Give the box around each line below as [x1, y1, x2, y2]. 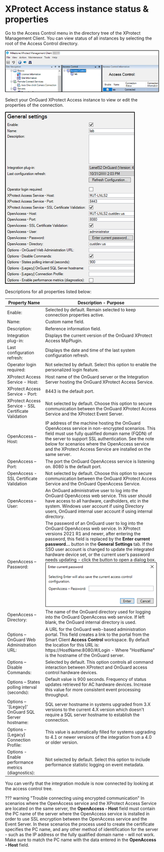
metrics [7, 764, 23, 770]
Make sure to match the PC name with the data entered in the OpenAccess [5, 837, 156, 843]
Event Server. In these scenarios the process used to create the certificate [5, 821, 155, 827]
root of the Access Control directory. [5, 40, 79, 46]
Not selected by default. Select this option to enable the [45, 362, 157, 368]
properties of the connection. [5, 102, 64, 108]
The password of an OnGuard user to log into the [45, 521, 143, 526]
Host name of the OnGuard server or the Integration [45, 374, 149, 379]
